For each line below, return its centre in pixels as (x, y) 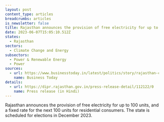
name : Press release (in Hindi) (47, 91)
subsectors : (17, 55)
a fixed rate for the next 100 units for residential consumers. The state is (77, 110)
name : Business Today (36, 78)
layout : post (18, 10)
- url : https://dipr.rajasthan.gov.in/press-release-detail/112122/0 (82, 87)
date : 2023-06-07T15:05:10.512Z (38, 32)
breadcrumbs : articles (28, 19)
